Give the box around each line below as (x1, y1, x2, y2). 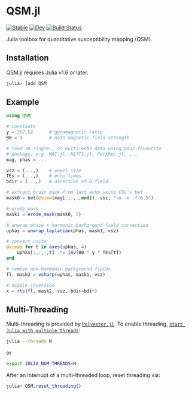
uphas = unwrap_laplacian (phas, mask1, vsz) (6, 227, 119, 234)
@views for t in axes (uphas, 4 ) (6, 244, 87, 250)
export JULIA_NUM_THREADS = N (6, 361, 77, 367)
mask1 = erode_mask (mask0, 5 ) (6, 211, 82, 217)
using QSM (6, 113, 31, 119)
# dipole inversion (6, 282, 55, 288)
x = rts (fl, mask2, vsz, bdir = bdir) (6, 288, 97, 294)
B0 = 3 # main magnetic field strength (6, 135, 130, 141)
